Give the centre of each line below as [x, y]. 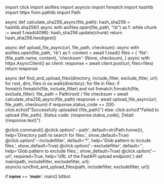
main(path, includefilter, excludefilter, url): [48, 161]
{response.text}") [23, 120]
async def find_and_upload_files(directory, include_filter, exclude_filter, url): [82, 78]
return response [21, 68]
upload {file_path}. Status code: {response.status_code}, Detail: [70, 115]
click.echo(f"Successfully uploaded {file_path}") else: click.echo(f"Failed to [82, 110]
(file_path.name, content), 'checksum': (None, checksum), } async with [78, 58]
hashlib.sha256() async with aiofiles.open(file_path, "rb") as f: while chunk [81, 27]
